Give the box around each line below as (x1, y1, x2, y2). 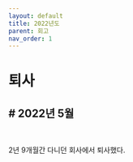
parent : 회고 (8, 27, 49, 35)
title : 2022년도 (8, 19, 60, 28)
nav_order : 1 (8, 34, 53, 43)
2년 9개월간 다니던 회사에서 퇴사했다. (8, 145, 126, 155)
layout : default (8, 11, 63, 20)
